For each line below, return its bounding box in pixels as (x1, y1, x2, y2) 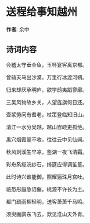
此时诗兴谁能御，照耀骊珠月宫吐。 (6, 173, 88, 180)
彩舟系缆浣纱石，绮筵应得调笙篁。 (6, 160, 88, 167)
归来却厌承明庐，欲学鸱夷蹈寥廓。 (6, 86, 88, 93)
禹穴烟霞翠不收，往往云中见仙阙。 (6, 136, 88, 143)
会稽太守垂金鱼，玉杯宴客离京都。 (6, 61, 88, 68)
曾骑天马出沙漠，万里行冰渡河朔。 (6, 74, 88, 81)
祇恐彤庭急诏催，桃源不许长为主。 (6, 186, 88, 193)
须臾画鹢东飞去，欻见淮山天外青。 (6, 210, 88, 217)
